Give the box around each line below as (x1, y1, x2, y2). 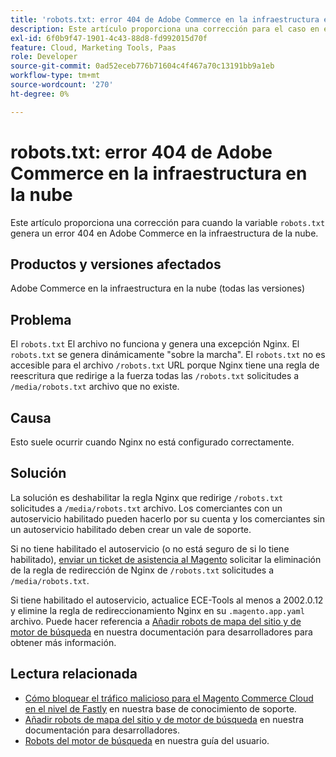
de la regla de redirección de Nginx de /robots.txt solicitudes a (10, 564, 275, 576)
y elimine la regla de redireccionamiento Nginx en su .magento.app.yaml (10, 604, 305, 616)
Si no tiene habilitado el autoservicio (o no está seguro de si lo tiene (10, 542, 290, 555)
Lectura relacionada (10, 666, 138, 683)
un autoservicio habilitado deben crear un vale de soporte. (10, 523, 252, 535)
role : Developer (10, 52, 78, 62)
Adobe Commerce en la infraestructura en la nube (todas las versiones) (10, 282, 306, 295)
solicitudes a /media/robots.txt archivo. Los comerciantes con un (10, 502, 283, 514)
